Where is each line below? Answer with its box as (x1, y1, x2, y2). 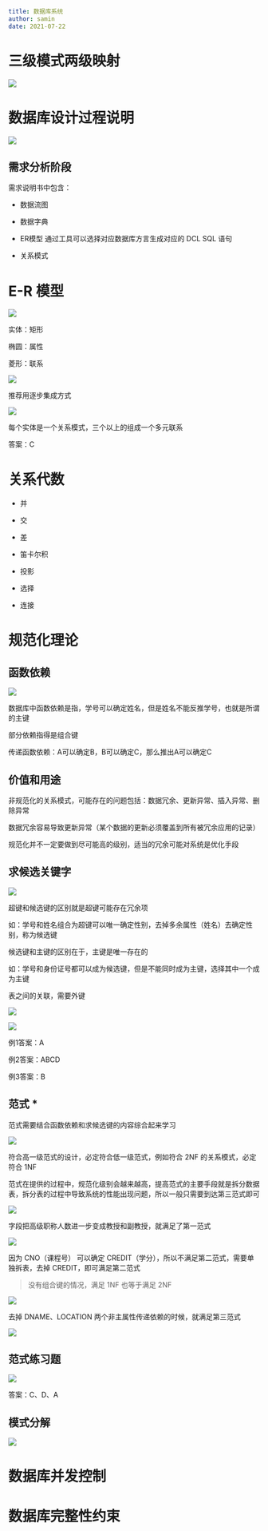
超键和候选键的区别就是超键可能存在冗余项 (8, 903, 148, 913)
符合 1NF (8, 1162, 37, 1171)
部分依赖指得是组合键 (8, 730, 78, 740)
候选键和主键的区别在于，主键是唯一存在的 (8, 947, 148, 956)
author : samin (8, 14, 56, 23)
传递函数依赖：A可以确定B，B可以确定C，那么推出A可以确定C (8, 747, 213, 757)
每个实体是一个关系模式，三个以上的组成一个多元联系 (8, 423, 183, 432)
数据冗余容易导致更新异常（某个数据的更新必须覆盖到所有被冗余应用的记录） (8, 823, 260, 832)
